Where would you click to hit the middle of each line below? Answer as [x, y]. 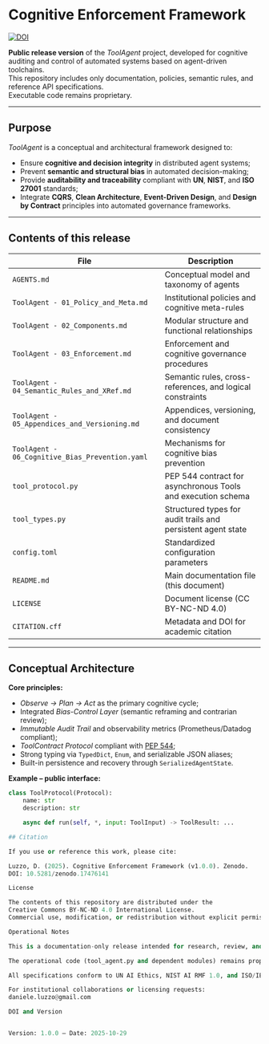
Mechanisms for [195, 443]
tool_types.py [39, 519]
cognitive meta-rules [204, 307]
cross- [238, 376]
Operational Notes [39, 932]
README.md [31, 580]
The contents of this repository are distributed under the [111, 903]
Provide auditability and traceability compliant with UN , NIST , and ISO [137, 180]
